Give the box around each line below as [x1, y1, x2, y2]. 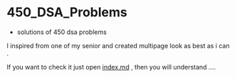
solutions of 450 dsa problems [16, 28, 107, 36]
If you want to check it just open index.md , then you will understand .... [6, 62, 216, 71]
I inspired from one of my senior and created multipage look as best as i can [6, 41, 230, 50]
